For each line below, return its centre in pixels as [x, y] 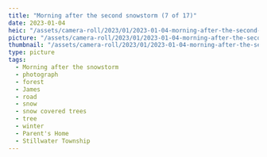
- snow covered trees [51, 112]
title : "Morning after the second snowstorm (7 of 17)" [103, 15]
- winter [30, 126]
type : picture [32, 52]
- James [28, 89]
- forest [30, 82]
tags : [17, 60]
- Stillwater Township [53, 141]
